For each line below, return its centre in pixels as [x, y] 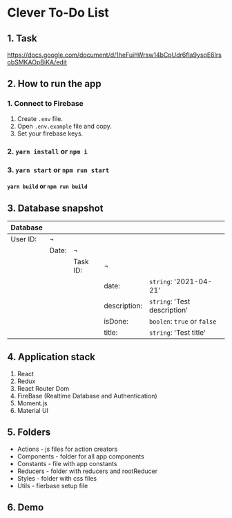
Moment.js [32, 403]
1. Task [22, 38]
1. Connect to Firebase [46, 104]
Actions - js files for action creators [67, 449]
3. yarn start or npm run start [58, 169]
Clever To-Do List [58, 13]
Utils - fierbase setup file [52, 485]
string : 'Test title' [177, 332]
